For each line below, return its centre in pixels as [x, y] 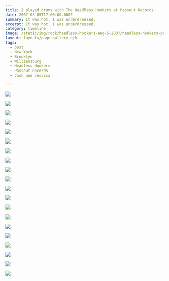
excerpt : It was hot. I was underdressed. [50, 24]
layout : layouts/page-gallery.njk [41, 38]
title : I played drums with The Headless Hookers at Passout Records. [81, 10]
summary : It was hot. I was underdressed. [50, 19]
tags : [11, 43]
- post [17, 47]
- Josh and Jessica [30, 76]
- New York [21, 52]
